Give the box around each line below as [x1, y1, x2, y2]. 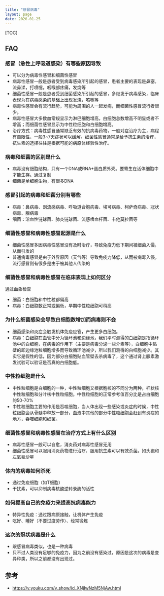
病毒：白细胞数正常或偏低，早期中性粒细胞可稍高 [12, 303, 112, 309]
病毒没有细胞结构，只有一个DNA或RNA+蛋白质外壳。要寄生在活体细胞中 [12, 166, 159, 172]
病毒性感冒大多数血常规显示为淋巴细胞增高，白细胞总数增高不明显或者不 [12, 116, 159, 121]
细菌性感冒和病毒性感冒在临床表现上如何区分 [5, 274, 111, 280]
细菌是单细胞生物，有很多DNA [12, 178, 74, 184]
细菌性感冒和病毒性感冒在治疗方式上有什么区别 [5, 429, 116, 436]
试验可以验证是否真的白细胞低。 [16, 359, 82, 365]
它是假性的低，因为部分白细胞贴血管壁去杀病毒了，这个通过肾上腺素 [16, 353, 155, 359]
